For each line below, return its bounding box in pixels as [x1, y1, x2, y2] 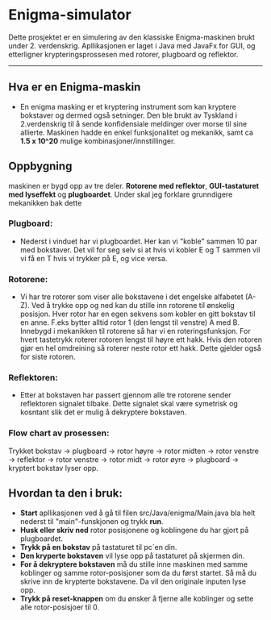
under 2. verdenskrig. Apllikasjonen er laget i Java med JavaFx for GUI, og [8, 40, 256, 50]
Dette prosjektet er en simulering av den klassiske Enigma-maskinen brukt [8, 32, 256, 42]
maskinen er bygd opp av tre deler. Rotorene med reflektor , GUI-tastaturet [8, 181, 260, 190]
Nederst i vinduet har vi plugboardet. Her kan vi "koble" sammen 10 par [19, 236, 258, 246]
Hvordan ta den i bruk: [8, 486, 123, 501]
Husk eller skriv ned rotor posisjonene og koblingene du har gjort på [19, 525, 249, 535]
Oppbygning [8, 160, 73, 173]
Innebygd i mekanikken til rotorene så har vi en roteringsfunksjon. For [19, 327, 252, 336]
